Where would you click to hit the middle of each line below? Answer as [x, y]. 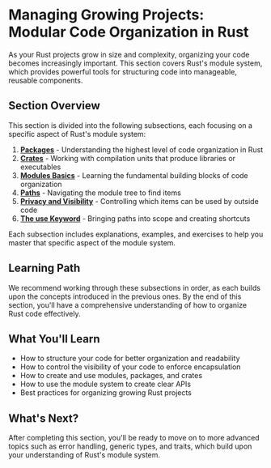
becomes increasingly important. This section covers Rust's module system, [135, 63]
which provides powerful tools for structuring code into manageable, [123, 71]
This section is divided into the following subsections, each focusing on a [131, 125]
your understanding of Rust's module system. [84, 455]
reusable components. [46, 80]
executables [40, 167]
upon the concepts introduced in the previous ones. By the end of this [125, 296]
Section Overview [55, 106]
